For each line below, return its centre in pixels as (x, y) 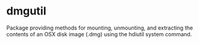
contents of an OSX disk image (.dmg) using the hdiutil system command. (99, 34)
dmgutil (26, 11)
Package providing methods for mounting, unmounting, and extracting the (100, 28)
